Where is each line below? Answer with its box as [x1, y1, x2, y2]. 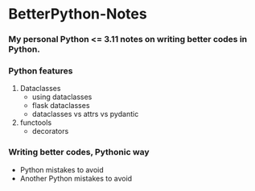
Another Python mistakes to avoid [19, 173, 133, 183]
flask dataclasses [31, 101, 90, 110]
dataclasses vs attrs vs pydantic [31, 110, 139, 119]
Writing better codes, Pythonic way [8, 147, 150, 158]
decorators [31, 127, 69, 136]
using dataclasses [31, 92, 93, 102]
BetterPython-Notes [8, 5, 147, 23]
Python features [8, 65, 73, 77]
